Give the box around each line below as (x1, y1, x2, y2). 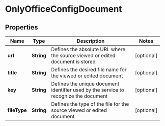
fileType (7, 107, 27, 114)
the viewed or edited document (51, 72, 123, 79)
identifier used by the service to (51, 87, 124, 93)
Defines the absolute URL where (51, 46, 126, 53)
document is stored (51, 58, 96, 65)
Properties (5, 23, 38, 31)
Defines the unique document (51, 80, 119, 87)
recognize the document (51, 93, 108, 99)
